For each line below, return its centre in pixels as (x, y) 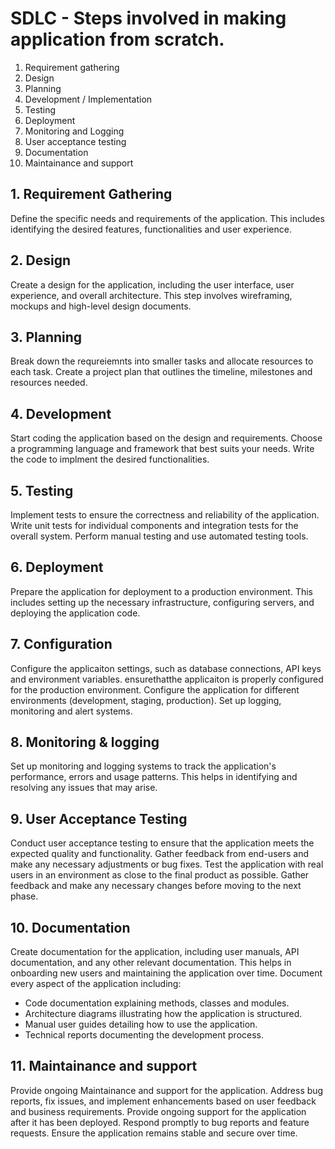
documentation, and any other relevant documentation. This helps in (151, 963)
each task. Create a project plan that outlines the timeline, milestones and (161, 372)
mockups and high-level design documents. (101, 306)
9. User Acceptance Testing (99, 818)
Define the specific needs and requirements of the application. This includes (167, 218)
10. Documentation (70, 927)
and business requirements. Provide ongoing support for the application (158, 1111)
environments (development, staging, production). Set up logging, (146, 700)
